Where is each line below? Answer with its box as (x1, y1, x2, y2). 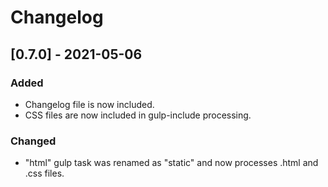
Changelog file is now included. (24, 98, 155, 110)
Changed (10, 134, 57, 148)
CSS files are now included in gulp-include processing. (24, 109, 252, 121)
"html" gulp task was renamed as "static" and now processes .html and (24, 157, 319, 169)
